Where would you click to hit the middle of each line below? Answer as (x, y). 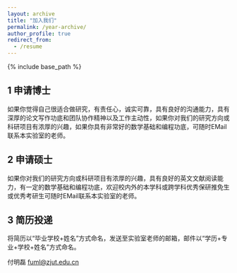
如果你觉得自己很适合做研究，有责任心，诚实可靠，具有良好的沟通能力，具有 (119, 109)
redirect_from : (30, 40)
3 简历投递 (30, 220)
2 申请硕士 (30, 160)
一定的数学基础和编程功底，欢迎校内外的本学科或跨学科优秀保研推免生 (128, 187)
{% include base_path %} (44, 67)
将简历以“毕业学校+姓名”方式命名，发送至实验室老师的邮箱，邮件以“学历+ (115, 238)
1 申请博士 (29, 91)
